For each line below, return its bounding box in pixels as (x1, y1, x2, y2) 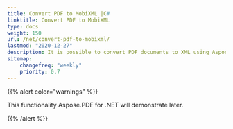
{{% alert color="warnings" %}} (7, 87, 98, 96)
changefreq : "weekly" (19, 62, 82, 69)
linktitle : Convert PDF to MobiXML (7, 17, 110, 24)
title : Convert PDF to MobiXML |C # (7, 10, 110, 17)
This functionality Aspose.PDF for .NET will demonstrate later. (7, 101, 184, 109)
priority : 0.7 (19, 68, 60, 75)
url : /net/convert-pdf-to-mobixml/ (7, 36, 110, 43)
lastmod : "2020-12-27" (7, 42, 73, 49)
